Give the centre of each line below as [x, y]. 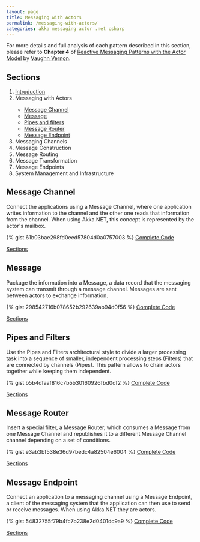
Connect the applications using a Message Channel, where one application [99, 206]
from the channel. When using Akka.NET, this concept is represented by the [100, 219]
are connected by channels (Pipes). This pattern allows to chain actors [94, 364]
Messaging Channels [41, 142]
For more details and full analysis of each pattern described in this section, [98, 46]
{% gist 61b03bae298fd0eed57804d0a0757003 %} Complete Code [90, 237]
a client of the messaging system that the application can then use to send [98, 503]
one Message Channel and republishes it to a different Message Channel [96, 434]
